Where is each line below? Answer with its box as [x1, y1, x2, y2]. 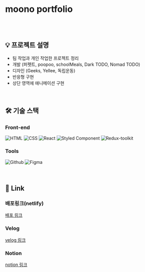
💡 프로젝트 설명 [5, 41, 49, 49]
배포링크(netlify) [5, 200, 44, 207]
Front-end [5, 124, 30, 131]
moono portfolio [5, 3, 73, 15]
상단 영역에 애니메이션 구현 [12, 80, 65, 86]
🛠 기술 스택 [5, 107, 39, 115]
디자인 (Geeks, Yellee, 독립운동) [12, 67, 75, 73]
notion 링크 [5, 262, 28, 268]
